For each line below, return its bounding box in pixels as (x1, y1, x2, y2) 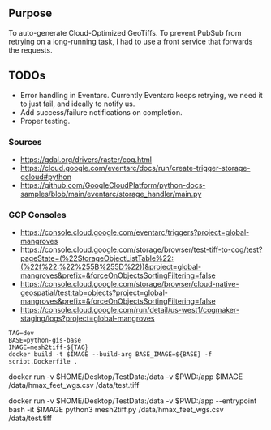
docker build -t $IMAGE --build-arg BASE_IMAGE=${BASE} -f (8, 351, 213, 359)
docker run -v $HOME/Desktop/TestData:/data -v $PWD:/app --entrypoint (8, 396, 257, 406)
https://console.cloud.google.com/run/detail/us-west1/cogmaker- (19, 305, 240, 315)
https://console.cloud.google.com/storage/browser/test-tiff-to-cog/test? (19, 245, 263, 254)
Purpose (8, 6, 53, 20)
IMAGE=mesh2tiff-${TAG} (8, 343, 89, 351)
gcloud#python (19, 172, 71, 181)
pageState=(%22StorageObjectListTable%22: (19, 253, 174, 263)
